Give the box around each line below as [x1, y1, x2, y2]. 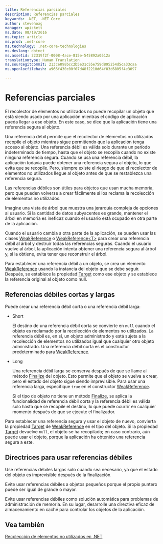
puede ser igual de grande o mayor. [5, 486, 77, 492]
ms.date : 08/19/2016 [5, 30, 47, 35]
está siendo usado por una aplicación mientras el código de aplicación [5, 114, 148, 120]
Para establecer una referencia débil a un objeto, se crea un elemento [5, 260, 146, 266]
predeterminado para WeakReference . [12, 349, 90, 355]
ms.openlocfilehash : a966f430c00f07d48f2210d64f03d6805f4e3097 [5, 67, 137, 72]
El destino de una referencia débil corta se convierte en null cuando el [12, 323, 155, 329]
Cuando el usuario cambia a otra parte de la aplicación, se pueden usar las [5, 230, 156, 236]
